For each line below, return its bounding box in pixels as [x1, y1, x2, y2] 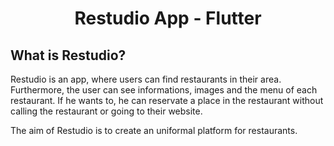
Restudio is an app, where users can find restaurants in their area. [10, 73, 282, 85]
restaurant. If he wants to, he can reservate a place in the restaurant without [10, 95, 324, 106]
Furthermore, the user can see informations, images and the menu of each [10, 84, 318, 96]
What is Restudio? [10, 47, 127, 64]
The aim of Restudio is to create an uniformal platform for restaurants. [10, 125, 298, 136]
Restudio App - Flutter [74, 7, 262, 30]
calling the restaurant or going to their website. [10, 105, 203, 117]
